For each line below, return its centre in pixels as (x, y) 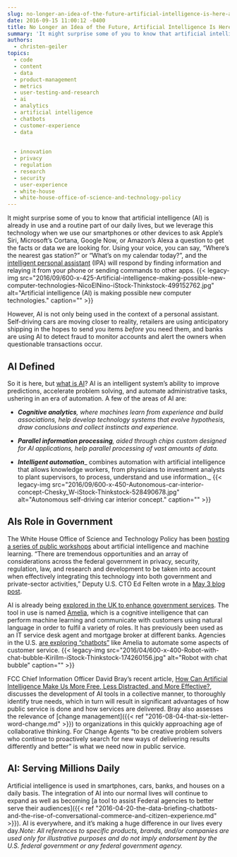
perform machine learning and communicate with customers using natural (115, 620)
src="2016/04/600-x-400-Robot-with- (163, 650)
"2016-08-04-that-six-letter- (187, 716)
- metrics (28, 86)
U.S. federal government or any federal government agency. (95, 846)
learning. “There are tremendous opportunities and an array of (98, 554)
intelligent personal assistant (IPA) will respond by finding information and (114, 263)
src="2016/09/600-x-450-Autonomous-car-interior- (128, 484)
